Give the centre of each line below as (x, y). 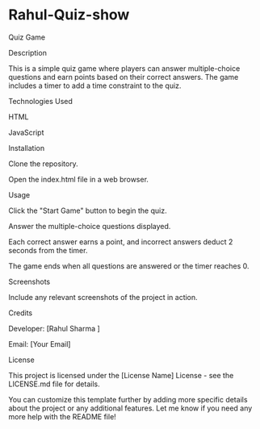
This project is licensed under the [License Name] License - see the (121, 375)
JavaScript (26, 132)
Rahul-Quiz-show (69, 15)
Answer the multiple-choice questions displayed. (90, 226)
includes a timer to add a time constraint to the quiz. (95, 85)
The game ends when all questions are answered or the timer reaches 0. (129, 266)
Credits (21, 313)
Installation (27, 148)
